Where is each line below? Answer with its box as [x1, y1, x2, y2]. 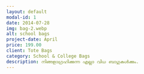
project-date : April [6, 36, 58, 42]
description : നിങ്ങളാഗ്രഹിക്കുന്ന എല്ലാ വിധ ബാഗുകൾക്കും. [6, 58, 139, 64]
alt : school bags [6, 31, 50, 37]
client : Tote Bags [6, 48, 52, 54]
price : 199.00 [6, 42, 42, 48]
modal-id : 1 [6, 14, 36, 20]
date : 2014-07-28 [6, 20, 50, 26]
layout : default [6, 8, 47, 15]
